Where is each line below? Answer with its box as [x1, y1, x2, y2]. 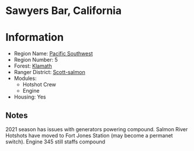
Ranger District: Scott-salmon [13, 69, 85, 76]
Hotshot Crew [22, 81, 57, 88]
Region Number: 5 [13, 57, 58, 64]
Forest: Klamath [13, 62, 52, 69]
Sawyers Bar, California [5, 4, 122, 17]
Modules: [13, 75, 37, 82]
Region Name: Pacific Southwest [13, 50, 93, 57]
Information [5, 31, 64, 44]
